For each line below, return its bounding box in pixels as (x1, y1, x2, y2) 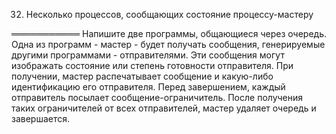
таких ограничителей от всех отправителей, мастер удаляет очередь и (11, 102, 317, 114)
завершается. (11, 113, 71, 124)
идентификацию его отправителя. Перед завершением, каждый (11, 81, 286, 93)
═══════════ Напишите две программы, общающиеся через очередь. (11, 28, 327, 39)
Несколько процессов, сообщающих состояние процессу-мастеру (25, 9, 314, 20)
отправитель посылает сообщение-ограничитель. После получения (11, 92, 304, 103)
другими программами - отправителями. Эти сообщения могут (11, 49, 285, 61)
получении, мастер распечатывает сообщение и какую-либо (11, 70, 274, 82)
